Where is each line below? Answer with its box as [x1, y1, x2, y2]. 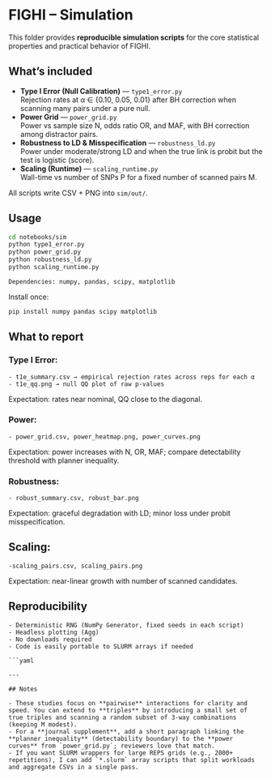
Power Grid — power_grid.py [19, 112, 117, 122]
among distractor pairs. [19, 129, 99, 139]
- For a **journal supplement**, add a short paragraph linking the [8, 727, 244, 735]
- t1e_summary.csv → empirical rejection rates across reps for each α [8, 373, 255, 381]
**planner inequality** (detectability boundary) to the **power [8, 734, 233, 743]
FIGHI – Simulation [8, 6, 133, 24]
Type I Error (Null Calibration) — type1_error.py [19, 86, 183, 96]
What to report [8, 330, 84, 344]
